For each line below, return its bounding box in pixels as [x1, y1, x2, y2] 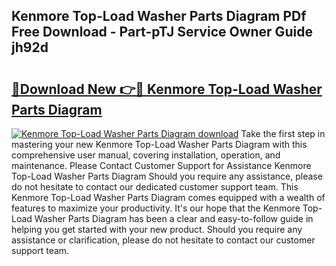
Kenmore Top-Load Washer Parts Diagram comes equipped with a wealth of [11, 192, 326, 203]
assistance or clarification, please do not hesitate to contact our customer [11, 234, 316, 246]
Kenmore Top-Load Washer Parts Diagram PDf [11, 8, 307, 25]
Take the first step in [240, 128, 326, 139]
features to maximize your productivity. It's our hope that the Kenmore [11, 202, 301, 214]
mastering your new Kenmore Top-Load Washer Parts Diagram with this [11, 139, 308, 150]
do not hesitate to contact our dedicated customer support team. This [11, 181, 299, 193]
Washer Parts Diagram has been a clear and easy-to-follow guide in [34, 213, 314, 224]
